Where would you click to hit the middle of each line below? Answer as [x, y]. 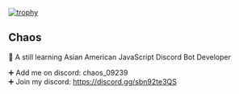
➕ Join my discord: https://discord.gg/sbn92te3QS [93, 81]
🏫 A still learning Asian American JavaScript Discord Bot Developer [120, 57]
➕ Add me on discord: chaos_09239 [68, 72]
